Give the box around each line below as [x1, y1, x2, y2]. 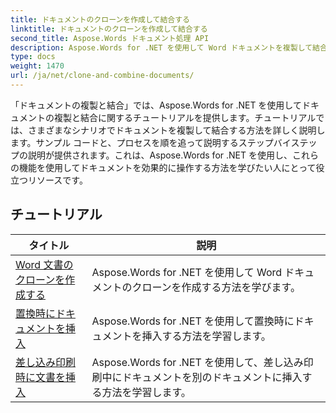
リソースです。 [27, 174, 88, 186]
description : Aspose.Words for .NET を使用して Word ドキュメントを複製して [10, 42, 313, 53]
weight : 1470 [10, 61, 65, 71]
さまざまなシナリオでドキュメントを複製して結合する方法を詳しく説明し [27, 124, 326, 136]
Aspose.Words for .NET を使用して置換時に [91, 314, 295, 328]
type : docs [10, 52, 56, 62]
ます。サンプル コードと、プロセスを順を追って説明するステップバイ [10, 136, 292, 148]
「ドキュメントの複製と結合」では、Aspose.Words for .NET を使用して [10, 99, 302, 111]
